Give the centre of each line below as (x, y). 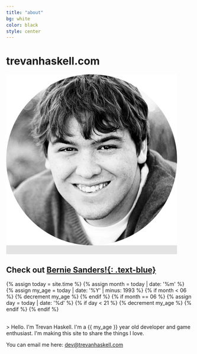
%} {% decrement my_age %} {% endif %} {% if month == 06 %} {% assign (99, 297)
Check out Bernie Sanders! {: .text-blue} (81, 270)
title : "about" (25, 12)
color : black (22, 25)
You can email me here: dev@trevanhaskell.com (65, 345)
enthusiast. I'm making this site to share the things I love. (75, 333)
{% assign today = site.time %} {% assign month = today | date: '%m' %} (95, 284)
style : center (24, 31)
